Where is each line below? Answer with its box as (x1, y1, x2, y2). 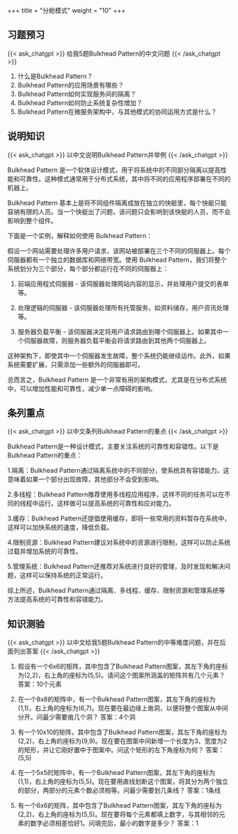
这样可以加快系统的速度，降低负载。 (7, 523, 113, 532)
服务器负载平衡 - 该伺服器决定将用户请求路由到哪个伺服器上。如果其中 (17, 327, 223, 336)
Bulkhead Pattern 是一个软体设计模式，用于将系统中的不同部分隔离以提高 (7, 166, 221, 174)
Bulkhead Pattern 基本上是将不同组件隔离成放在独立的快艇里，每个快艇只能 (7, 198, 227, 207)
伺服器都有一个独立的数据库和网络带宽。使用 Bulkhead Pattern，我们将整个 (7, 255, 227, 264)
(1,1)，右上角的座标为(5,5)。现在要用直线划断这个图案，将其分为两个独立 (17, 777, 229, 786)
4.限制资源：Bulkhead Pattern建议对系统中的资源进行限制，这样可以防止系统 (7, 538, 231, 547)
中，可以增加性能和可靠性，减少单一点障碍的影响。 (7, 384, 157, 392)
